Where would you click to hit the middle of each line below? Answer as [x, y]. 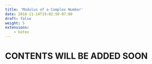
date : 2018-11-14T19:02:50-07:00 [39, 14]
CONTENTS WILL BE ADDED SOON [76, 56]
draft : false [18, 18]
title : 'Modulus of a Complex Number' [44, 9]
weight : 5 [15, 23]
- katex [21, 32]
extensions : [17, 28]
